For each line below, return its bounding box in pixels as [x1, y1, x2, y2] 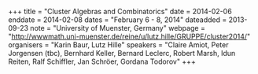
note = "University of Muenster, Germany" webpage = [30, 24, 206, 32]
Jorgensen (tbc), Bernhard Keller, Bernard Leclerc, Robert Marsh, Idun [8, 49, 236, 57]
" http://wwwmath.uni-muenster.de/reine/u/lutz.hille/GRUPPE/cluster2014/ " [8, 31, 251, 41]
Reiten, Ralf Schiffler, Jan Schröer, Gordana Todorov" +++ [8, 57, 197, 66]
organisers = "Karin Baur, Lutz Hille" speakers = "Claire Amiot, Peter [8, 40, 229, 50]
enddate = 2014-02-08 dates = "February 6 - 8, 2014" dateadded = [8, 15, 227, 24]
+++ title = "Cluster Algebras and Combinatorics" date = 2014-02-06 [8, 7, 232, 16]
